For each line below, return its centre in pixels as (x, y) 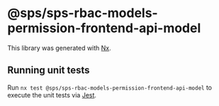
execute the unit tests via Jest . (52, 95)
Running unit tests (49, 70)
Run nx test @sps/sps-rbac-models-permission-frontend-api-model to (110, 88)
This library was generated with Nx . (59, 48)
